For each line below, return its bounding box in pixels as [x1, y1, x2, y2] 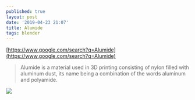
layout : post [6, 14, 38, 20]
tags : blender [6, 30, 41, 36]
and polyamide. [20, 77, 58, 84]
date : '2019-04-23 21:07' [6, 19, 69, 25]
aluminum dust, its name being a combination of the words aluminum [20, 70, 186, 77]
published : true [6, 8, 45, 15]
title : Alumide [6, 25, 43, 31]
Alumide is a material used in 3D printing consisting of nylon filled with [20, 64, 189, 71]
